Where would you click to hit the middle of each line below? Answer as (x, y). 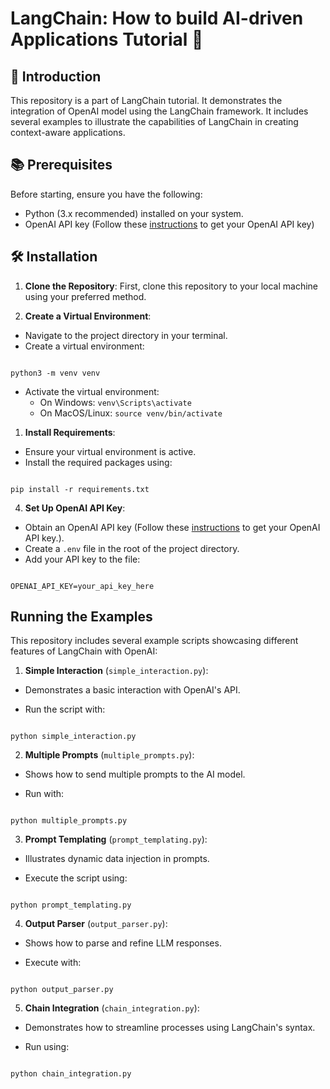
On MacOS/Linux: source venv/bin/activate (131, 413)
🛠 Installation (54, 257)
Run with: (44, 794)
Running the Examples (81, 617)
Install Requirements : (70, 432)
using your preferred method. (85, 296)
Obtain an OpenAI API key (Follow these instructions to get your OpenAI (172, 527)
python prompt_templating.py (71, 905)
